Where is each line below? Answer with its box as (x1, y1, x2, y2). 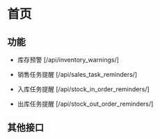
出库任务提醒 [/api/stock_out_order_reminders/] (17, 100, 154, 108)
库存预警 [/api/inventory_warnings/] (17, 56, 120, 64)
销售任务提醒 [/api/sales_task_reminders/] (17, 71, 138, 78)
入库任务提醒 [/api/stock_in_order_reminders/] (17, 85, 150, 93)
